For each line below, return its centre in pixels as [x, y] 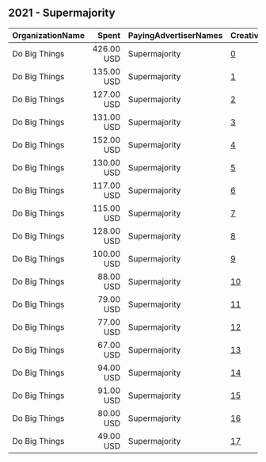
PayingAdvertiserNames [175, 35]
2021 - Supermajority [62, 13]
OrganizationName [49, 35]
